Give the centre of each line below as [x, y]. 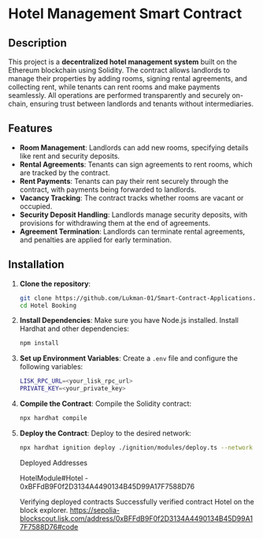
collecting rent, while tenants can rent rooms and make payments [114, 87]
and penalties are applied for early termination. [95, 240]
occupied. [36, 206]
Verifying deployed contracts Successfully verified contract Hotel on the [137, 501]
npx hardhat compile [53, 418]
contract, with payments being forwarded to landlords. [108, 189]
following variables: [51, 367]
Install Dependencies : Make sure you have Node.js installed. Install [129, 320]
